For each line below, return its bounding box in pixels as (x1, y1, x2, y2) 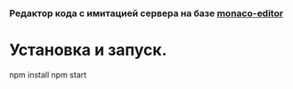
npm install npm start (9, 69, 87, 80)
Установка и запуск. (9, 40, 167, 61)
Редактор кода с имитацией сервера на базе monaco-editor (9, 7, 283, 20)
